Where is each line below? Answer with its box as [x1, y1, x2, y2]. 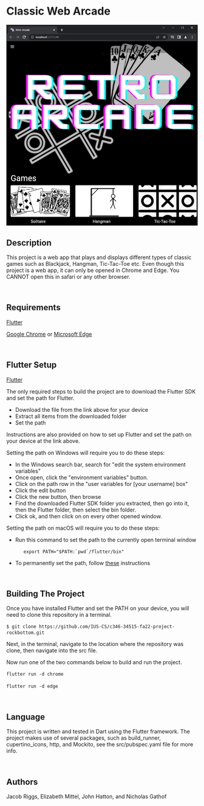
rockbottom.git [6, 630, 45, 636]
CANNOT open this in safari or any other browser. [6, 273, 131, 280]
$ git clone [6, 624, 36, 630]
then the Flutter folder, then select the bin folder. [15, 506, 137, 513]
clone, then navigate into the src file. [6, 647, 98, 655]
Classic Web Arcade [6, 4, 111, 18]
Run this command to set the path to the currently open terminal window [15, 536, 197, 543]
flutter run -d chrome [6, 671, 64, 678]
